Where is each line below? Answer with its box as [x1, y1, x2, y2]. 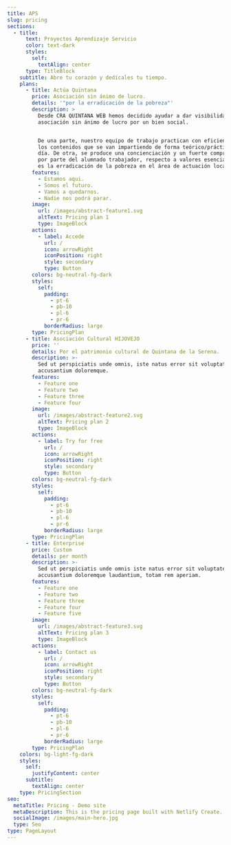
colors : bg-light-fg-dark [19, 751, 94, 758]
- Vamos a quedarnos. [37, 188, 100, 195]
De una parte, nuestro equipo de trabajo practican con [37, 137, 201, 144]
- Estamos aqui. [37, 175, 85, 182]
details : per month [32, 553, 88, 560]
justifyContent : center [32, 770, 100, 777]
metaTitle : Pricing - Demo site [13, 802, 107, 809]
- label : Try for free [37, 437, 103, 444]
